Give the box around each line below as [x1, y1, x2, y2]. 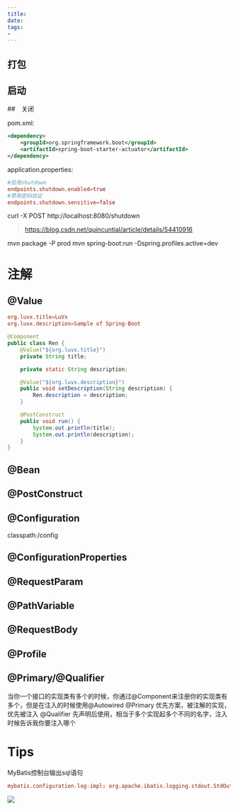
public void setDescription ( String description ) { [20, 385, 173, 393]
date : [7, 17, 23, 24]
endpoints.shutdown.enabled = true [7, 185, 106, 192]
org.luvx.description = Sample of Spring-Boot [7, 320, 141, 327]
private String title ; [20, 353, 87, 360]
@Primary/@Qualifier [7, 672, 105, 684]
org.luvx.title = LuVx [7, 314, 69, 321]
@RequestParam [7, 576, 84, 588]
